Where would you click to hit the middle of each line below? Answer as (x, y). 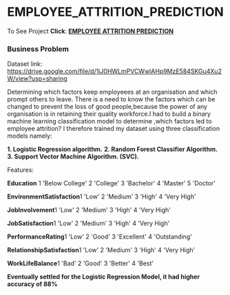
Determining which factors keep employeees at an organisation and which (113, 92)
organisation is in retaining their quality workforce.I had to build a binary (109, 114)
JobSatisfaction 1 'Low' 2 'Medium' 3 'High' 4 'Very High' (88, 223)
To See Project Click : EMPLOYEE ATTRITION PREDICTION (91, 31)
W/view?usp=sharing (37, 79)
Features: (21, 170)
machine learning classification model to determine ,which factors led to (109, 121)
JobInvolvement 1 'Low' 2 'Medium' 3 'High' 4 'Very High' (89, 210)
